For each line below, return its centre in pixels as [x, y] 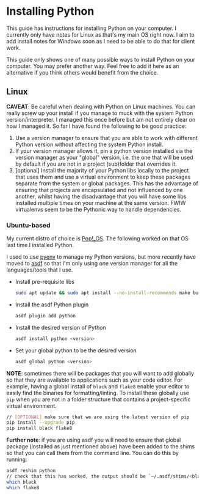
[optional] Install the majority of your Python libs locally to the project [102, 170]
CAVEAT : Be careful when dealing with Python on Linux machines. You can [101, 106]
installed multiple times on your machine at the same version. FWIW [100, 202]
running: [17, 459]
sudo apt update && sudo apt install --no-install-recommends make [103, 293]
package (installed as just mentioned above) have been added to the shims [101, 446]
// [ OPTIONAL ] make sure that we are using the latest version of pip [98, 417]
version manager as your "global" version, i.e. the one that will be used [104, 157]
